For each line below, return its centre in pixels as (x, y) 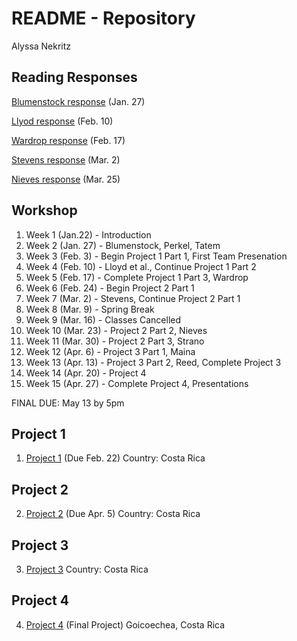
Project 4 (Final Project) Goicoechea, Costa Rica (125, 624)
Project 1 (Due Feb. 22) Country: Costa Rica (115, 458)
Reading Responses (74, 77)
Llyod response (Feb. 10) (62, 121)
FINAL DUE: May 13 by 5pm (68, 403)
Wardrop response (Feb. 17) (68, 140)
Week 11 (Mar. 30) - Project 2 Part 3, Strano (115, 341)
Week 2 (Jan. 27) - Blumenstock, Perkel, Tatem (123, 245)
